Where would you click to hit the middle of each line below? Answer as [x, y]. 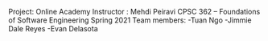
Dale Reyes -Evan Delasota [53, 29]
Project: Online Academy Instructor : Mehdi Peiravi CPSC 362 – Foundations [134, 12]
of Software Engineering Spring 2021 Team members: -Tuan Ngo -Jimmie [130, 20]
